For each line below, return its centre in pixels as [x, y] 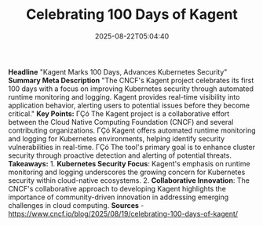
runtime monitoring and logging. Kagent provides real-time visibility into [124, 97]
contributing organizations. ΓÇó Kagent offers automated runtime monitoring [132, 130]
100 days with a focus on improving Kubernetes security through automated [131, 89]
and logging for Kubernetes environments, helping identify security [117, 138]
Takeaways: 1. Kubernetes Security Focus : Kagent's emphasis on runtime [129, 163]
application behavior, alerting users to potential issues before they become [129, 105]
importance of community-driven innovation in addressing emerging [119, 197]
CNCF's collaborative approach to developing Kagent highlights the [117, 188]
